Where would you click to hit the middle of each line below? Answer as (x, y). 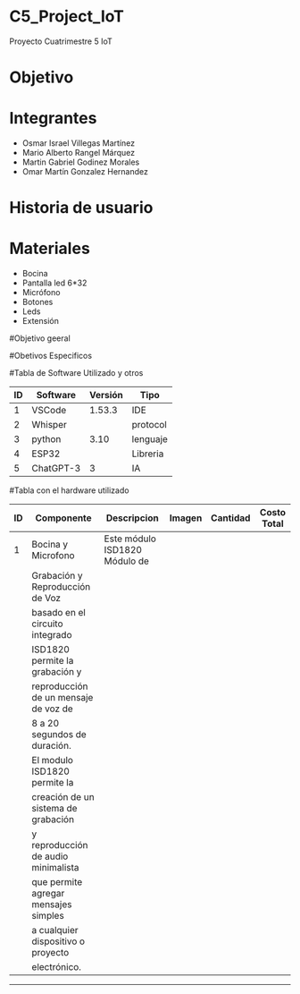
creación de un (63, 797)
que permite (57, 882)
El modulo (53, 760)
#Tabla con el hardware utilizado (69, 490)
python (46, 439)
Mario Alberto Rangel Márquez (79, 153)
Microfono (53, 556)
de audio (50, 856)
